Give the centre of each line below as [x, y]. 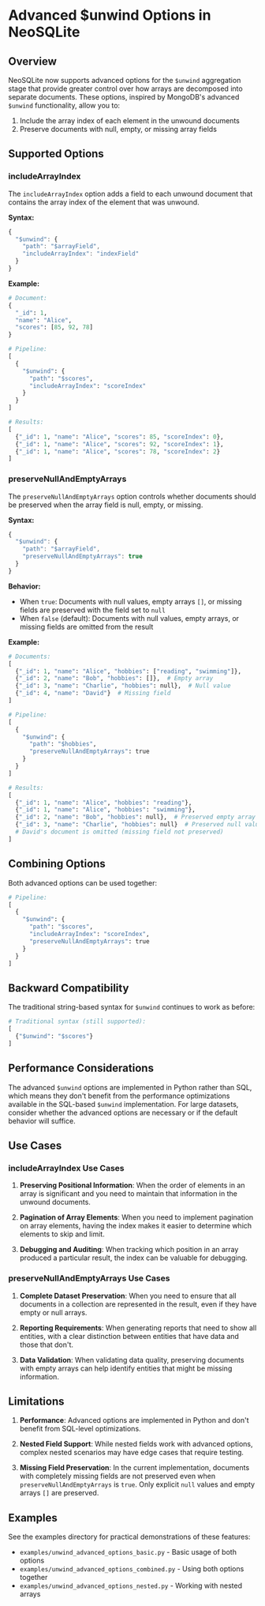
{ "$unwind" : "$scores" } [54, 1036]
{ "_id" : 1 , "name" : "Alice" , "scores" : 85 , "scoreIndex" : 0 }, [119, 437]
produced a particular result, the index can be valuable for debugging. [134, 1258]
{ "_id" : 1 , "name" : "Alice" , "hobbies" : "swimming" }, [105, 810]
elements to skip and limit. [62, 1234]
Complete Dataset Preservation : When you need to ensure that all [128, 1296]
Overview [33, 61]
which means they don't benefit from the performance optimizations [119, 1096]
